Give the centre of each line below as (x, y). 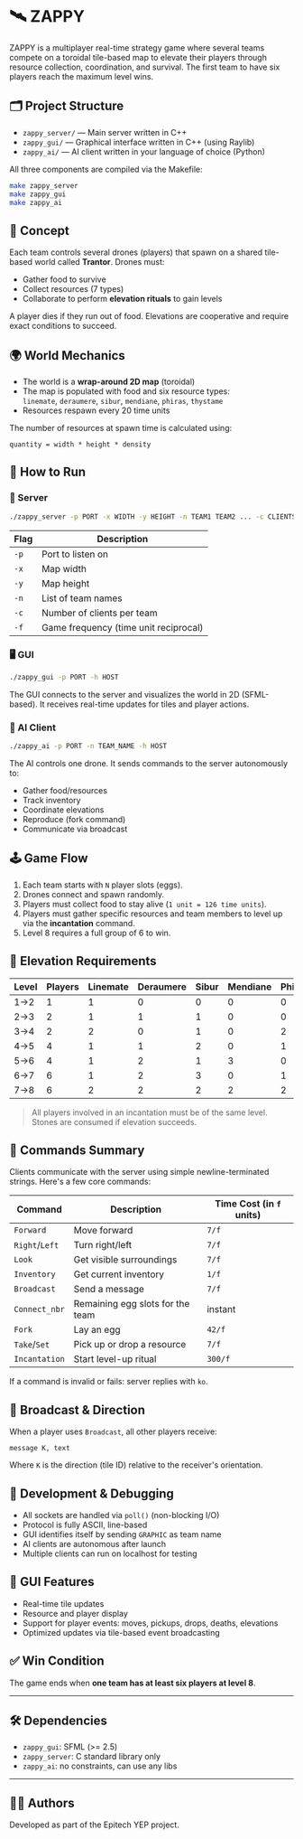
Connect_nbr (40, 1309)
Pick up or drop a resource (130, 1345)
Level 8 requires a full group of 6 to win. (96, 933)
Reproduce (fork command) (74, 819)
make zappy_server (44, 185)
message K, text (40, 1449)
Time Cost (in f (248, 1204)
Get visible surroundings (125, 1260)
